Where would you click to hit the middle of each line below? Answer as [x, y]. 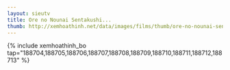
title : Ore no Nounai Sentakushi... [59, 20]
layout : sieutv [29, 13]
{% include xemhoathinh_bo [47, 46]
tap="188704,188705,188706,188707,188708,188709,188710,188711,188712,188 [115, 53]
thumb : [16, 26]
